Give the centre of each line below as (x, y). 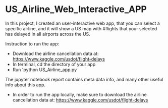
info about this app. (25, 85)
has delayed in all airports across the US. (48, 34)
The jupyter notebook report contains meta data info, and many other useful (84, 79)
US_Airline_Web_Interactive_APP (76, 9)
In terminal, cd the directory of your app (54, 64)
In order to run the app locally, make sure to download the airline (80, 94)
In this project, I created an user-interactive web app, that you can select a (82, 23)
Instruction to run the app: (32, 43)
